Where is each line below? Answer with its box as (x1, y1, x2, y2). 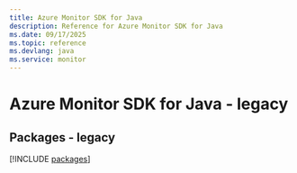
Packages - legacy (9, 130, 115, 145)
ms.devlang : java (9, 47, 75, 56)
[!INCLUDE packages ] (9, 154, 91, 164)
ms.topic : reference (9, 38, 87, 48)
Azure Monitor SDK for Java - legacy (9, 94, 289, 114)
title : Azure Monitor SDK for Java (9, 13, 143, 23)
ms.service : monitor (9, 55, 87, 64)
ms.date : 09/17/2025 (9, 30, 87, 39)
